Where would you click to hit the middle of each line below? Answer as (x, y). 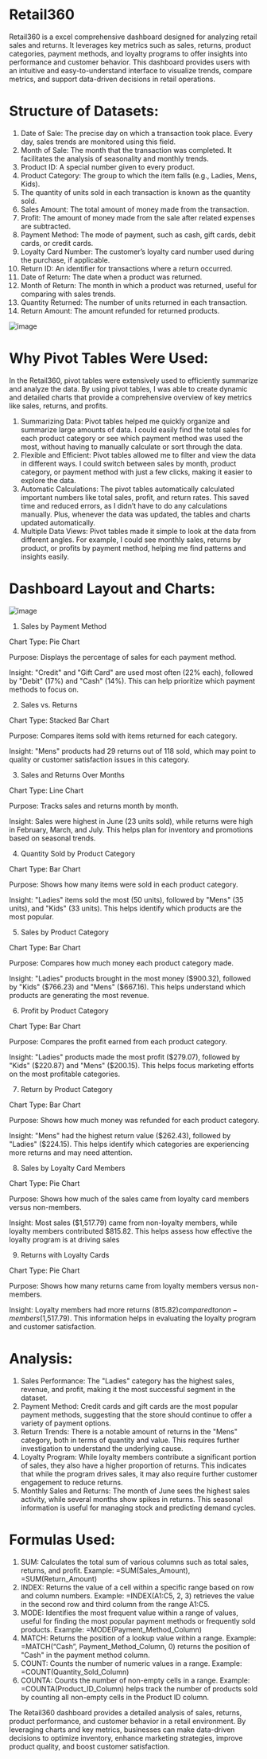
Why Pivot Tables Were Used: (109, 359)
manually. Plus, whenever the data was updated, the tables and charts (135, 514)
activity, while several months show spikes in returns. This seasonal (132, 1499)
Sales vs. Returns (49, 704)
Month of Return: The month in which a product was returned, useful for (139, 285)
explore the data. (48, 480)
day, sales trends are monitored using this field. (98, 142)
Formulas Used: (62, 1540)
